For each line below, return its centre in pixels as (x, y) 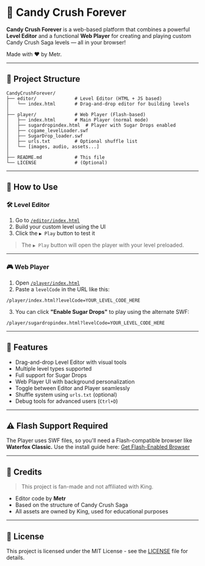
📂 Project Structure (43, 79)
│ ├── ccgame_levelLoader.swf (47, 131)
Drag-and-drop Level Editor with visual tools (71, 362)
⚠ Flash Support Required (57, 426)
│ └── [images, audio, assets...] (53, 147)
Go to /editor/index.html (48, 220)
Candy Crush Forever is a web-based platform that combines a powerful (98, 29)
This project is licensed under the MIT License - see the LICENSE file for (97, 551)
